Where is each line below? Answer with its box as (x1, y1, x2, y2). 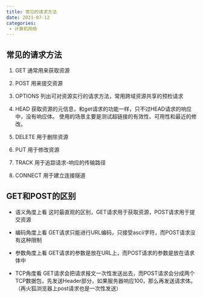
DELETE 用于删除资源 (14, 134, 69, 141)
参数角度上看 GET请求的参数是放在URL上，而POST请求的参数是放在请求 (14, 249, 195, 256)
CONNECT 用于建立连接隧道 (14, 172, 86, 179)
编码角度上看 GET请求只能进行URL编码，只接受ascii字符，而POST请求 (14, 228, 190, 236)
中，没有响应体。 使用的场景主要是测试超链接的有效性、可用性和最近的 (14, 113, 192, 120)
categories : (6, 20, 36, 26)
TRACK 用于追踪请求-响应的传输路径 (14, 159, 106, 166)
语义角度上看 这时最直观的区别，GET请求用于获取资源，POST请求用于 (14, 208, 190, 215)
